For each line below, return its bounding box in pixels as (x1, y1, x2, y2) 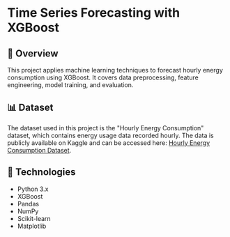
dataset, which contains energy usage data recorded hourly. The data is (7, 131, 214, 139)
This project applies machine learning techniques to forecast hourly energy (7, 66, 223, 74)
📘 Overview (7, 47, 59, 59)
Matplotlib (17, 222, 47, 230)
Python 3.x (17, 185, 49, 193)
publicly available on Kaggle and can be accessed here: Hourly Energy (7, 138, 210, 147)
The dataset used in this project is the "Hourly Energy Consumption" (7, 123, 204, 132)
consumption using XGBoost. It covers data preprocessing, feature (7, 73, 199, 82)
